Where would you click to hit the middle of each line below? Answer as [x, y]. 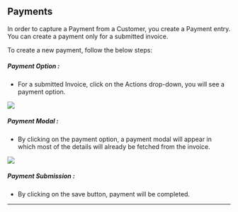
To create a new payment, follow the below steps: [80, 50]
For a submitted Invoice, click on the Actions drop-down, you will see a [121, 84]
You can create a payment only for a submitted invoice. [88, 36]
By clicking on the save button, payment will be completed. [103, 194]
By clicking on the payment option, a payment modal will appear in [115, 139]
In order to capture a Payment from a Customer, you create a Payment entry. [119, 28]
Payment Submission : [41, 176]
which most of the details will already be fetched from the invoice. [114, 146]
